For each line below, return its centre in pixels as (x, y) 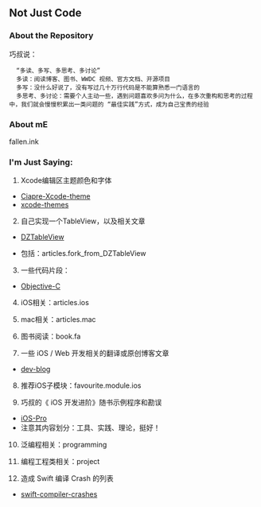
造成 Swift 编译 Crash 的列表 (67, 478)
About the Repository (51, 36)
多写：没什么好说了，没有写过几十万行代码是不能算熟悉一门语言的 (108, 87)
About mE (29, 124)
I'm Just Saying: (41, 162)
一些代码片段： (45, 270)
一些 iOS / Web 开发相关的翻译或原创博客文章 (95, 354)
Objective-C (41, 286)
